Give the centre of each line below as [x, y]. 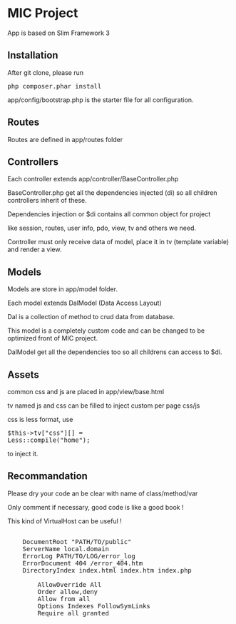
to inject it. [23, 454]
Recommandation [47, 476]
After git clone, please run [46, 72]
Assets [23, 374]
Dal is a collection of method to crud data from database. [91, 317]
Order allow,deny [68, 592]
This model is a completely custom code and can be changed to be [106, 331]
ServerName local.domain [66, 549]
